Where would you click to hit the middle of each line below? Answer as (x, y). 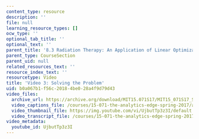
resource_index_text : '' (37, 72)
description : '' (26, 17)
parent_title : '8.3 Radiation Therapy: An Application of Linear (88, 50)
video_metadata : (26, 122)
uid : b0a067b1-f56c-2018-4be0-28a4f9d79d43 (61, 89)
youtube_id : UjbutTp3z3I (42, 127)
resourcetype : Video (32, 77)
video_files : (22, 94)
